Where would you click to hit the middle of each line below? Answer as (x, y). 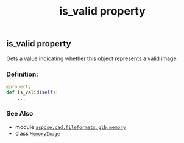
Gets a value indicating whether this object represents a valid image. (92, 58)
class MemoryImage (37, 133)
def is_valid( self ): (33, 92)
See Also (20, 114)
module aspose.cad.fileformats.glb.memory (70, 127)
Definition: (22, 74)
